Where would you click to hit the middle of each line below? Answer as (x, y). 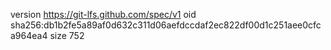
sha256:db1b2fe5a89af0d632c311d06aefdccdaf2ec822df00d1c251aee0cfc (166, 25)
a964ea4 (29, 35)
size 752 (67, 35)
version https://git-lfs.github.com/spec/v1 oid (103, 14)
